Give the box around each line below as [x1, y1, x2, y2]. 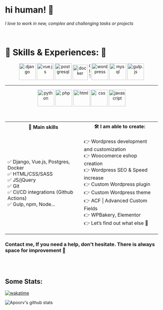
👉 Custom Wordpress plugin [84, 181, 150, 188]
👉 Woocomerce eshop [84, 152, 137, 159]
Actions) [7, 194, 27, 201]
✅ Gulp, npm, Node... [7, 201, 56, 207]
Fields [84, 205, 98, 212]
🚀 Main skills [28, 124, 58, 131]
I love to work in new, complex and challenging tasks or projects [5, 20, 133, 26]
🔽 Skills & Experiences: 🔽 [5, 47, 107, 58]
